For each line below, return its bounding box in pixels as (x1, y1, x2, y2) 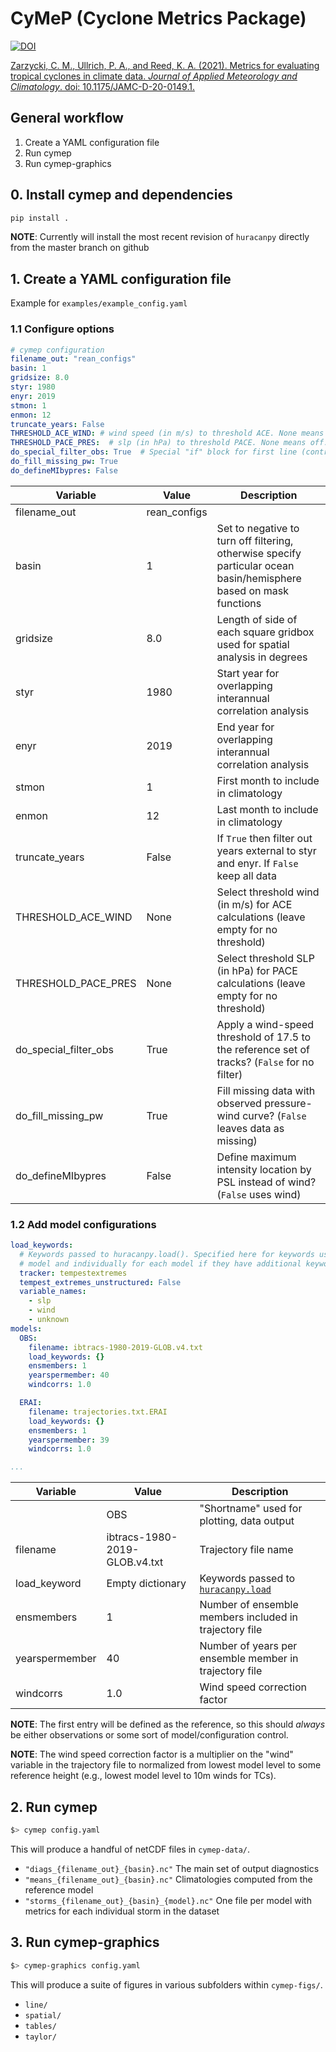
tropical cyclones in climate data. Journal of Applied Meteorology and (10, 70, 298, 82)
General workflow (10, 110, 124, 127)
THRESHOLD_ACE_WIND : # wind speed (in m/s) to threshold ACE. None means (10, 428, 325, 439)
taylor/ (24, 2032, 57, 2042)
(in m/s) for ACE (216, 897, 293, 911)
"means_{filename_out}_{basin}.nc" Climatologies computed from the (24, 1873, 313, 1885)
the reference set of (216, 1042, 310, 1056)
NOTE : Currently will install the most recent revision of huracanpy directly (10, 231, 310, 243)
